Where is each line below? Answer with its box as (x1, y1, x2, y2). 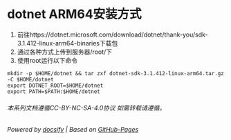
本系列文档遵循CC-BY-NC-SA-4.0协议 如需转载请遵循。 (7, 103, 166, 112)
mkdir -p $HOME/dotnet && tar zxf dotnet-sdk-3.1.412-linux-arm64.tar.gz (7, 70, 225, 77)
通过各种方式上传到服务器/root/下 (17, 48, 113, 56)
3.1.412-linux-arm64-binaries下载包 (17, 39, 118, 47)
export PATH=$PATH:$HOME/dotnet (7, 88, 100, 95)
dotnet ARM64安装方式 (7, 6, 142, 22)
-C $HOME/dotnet (7, 76, 54, 83)
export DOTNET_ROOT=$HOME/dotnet (7, 82, 104, 89)
